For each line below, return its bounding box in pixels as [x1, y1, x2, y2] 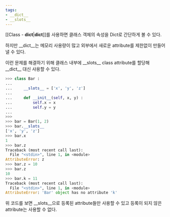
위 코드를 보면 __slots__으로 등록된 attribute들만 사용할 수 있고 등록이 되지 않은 [5, 200, 162, 206]
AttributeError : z [5, 157, 44, 162]
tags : [5, 7, 17, 13]
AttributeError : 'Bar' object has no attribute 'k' [5, 190, 117, 196]
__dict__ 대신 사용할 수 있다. [5, 66, 61, 72]
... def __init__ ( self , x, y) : [5, 95, 83, 100]
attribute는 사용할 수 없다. [5, 206, 57, 212]
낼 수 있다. [5, 49, 26, 55]
